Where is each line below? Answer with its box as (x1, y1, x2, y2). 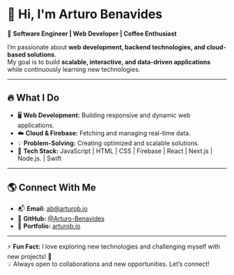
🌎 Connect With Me (7, 181, 96, 194)
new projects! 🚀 (7, 252, 52, 260)
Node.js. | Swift (17, 154, 61, 163)
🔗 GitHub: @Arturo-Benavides (17, 214, 105, 223)
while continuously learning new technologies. (7, 65, 141, 73)
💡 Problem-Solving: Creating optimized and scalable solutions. (17, 139, 200, 147)
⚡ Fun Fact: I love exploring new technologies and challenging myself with (7, 242, 221, 251)
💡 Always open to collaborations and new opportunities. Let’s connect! (7, 260, 210, 268)
